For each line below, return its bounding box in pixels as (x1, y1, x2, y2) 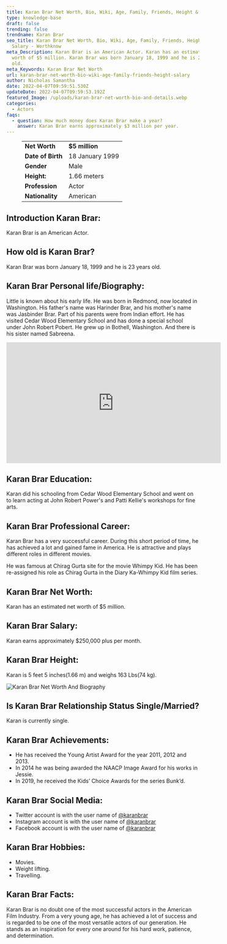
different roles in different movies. (6, 550, 92, 558)
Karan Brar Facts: (6, 889, 75, 900)
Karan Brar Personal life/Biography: (6, 281, 145, 292)
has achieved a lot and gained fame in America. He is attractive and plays (6, 544, 192, 552)
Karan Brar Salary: (6, 621, 78, 631)
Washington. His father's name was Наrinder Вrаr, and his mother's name (6, 303, 192, 311)
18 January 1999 (68, 152, 119, 160)
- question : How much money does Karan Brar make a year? (12, 117, 163, 123)
